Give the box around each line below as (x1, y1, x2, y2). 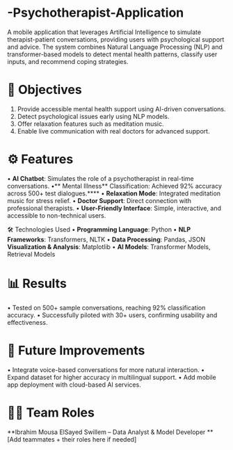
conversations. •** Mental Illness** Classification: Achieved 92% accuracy (7, 182, 223, 190)
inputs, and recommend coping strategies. (7, 57, 129, 65)
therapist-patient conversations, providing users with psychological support (7, 35, 225, 43)
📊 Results (7, 276, 67, 291)
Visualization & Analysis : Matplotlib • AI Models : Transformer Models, (7, 242, 211, 251)
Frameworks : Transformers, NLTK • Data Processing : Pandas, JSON (7, 235, 206, 243)
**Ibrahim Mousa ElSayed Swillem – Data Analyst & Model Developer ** (7, 428, 214, 436)
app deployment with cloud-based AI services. (7, 380, 141, 389)
